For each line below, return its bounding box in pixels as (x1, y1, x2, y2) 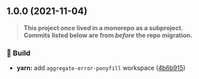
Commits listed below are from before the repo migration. (23, 31, 193, 39)
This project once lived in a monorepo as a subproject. (23, 23, 184, 32)
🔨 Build (6, 48, 31, 58)
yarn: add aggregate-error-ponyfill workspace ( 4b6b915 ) (16, 64, 186, 72)
